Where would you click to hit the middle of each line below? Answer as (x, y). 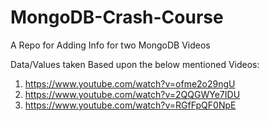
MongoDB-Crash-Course (117, 17)
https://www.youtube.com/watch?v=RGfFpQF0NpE (130, 105)
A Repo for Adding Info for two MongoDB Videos (110, 45)
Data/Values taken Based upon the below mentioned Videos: (135, 64)
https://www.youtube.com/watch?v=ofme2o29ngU (130, 83)
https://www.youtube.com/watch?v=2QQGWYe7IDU (132, 94)
